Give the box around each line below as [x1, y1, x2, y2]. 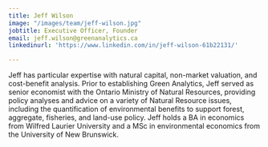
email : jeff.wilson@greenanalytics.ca [8, 34, 138, 42]
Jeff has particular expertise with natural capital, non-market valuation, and [8, 70, 258, 80]
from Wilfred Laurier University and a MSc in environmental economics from [8, 121, 261, 131]
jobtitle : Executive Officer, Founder [8, 26, 138, 34]
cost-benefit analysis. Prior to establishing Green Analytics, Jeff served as [8, 79, 254, 89]
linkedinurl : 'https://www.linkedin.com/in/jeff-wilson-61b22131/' [8, 42, 239, 50]
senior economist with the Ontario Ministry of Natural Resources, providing [8, 87, 256, 97]
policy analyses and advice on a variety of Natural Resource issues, [8, 96, 233, 105]
